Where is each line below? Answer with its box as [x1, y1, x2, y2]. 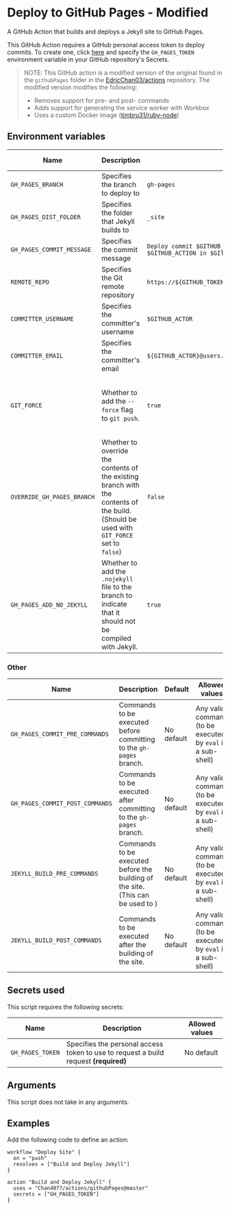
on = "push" [13, 1155, 48, 1162]
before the [118, 865, 153, 874]
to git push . [101, 413, 140, 423]
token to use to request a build [66, 1048, 164, 1057]
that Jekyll [101, 216, 135, 226]
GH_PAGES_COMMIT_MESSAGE [10, 245, 92, 253]
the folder [101, 207, 133, 217]
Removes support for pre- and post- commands [34, 96, 170, 104]
